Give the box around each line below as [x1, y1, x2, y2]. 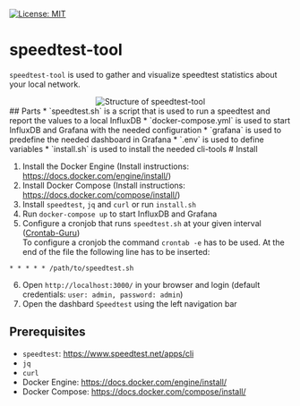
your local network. [9, 79, 81, 89]
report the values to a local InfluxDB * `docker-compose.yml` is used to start [9, 114, 291, 125]
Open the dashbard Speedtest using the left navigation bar [21, 298, 237, 309]
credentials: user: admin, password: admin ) [21, 289, 184, 300]
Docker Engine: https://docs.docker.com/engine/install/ [21, 376, 227, 387]
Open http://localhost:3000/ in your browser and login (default [21, 279, 261, 290]
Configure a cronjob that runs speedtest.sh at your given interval [21, 217, 261, 228]
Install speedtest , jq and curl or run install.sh [21, 199, 197, 209]
